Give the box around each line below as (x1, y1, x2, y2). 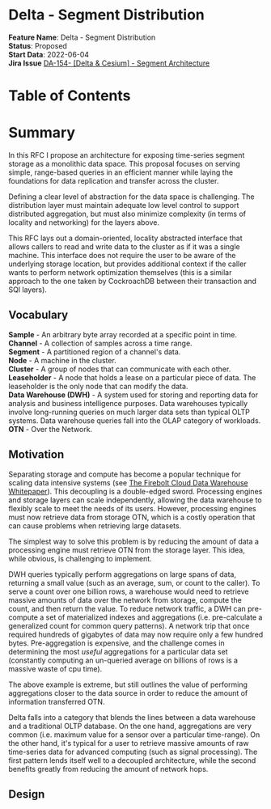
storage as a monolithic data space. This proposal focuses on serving (8, 159, 240, 169)
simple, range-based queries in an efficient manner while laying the (8, 167, 233, 177)
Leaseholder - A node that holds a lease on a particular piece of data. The (8, 372, 256, 382)
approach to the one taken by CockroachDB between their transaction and (8, 277, 257, 286)
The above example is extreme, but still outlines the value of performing (8, 680, 248, 689)
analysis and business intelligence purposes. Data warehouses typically (8, 398, 248, 408)
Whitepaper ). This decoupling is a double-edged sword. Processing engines (8, 486, 263, 496)
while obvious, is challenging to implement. (8, 553, 152, 563)
